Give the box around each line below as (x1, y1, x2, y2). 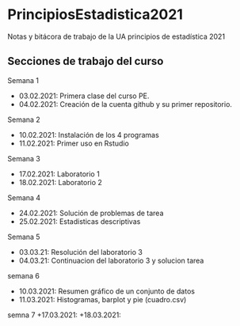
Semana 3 (7, 154, 40, 163)
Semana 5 (7, 232, 40, 241)
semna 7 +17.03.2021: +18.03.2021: (7, 310, 122, 320)
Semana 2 (7, 115, 40, 124)
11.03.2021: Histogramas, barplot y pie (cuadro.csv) (18, 294, 187, 304)
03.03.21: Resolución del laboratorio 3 (18, 247, 143, 256)
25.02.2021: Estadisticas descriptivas (18, 216, 141, 226)
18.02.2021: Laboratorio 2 (18, 177, 102, 187)
